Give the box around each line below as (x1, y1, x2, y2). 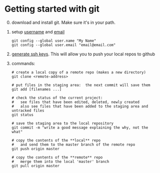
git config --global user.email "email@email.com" (11, 42, 116, 47)
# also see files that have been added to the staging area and (11, 104, 148, 109)
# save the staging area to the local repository (11, 121, 114, 126)
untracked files (11, 108, 44, 113)
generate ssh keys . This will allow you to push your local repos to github (11, 51, 155, 57)
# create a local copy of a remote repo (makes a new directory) (11, 69, 146, 75)
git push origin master (11, 146, 60, 151)
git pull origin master (11, 163, 60, 168)
